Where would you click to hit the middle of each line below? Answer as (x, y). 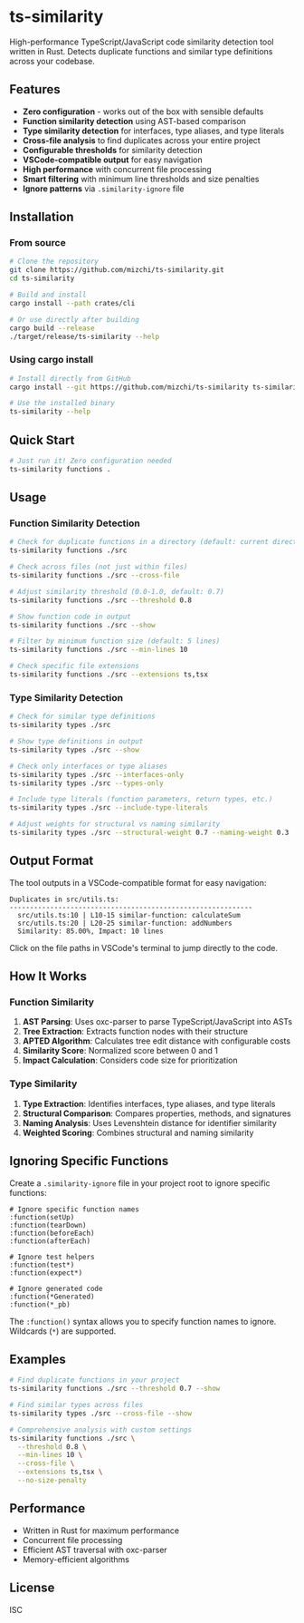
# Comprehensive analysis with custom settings (101, 1430)
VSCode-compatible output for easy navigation (112, 160)
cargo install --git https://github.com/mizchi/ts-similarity (129, 387)
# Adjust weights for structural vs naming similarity (115, 824)
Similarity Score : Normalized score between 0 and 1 (120, 1051)
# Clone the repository (54, 262)
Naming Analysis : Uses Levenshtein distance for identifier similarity (150, 1122)
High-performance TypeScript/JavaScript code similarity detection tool (142, 42)
